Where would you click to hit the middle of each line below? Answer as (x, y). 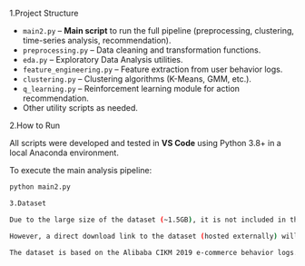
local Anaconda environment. (64, 153)
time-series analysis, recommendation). (97, 40)
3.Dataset (28, 203)
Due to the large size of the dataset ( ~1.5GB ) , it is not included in (148, 220)
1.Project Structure (44, 13)
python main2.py (40, 187)
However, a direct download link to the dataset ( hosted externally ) (144, 236)
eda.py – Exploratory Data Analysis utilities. (103, 59)
